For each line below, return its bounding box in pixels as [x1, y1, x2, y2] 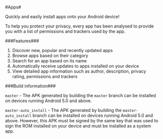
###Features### [5, 38, 39, 44]
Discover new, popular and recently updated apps [12, 48, 113, 53]
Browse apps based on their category [12, 53, 89, 58]
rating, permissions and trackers [12, 74, 78, 79]
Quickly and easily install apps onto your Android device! [5, 14, 120, 19]
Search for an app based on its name [12, 58, 87, 63]
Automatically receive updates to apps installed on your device [12, 63, 140, 69]
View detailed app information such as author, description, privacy [12, 68, 146, 74]
